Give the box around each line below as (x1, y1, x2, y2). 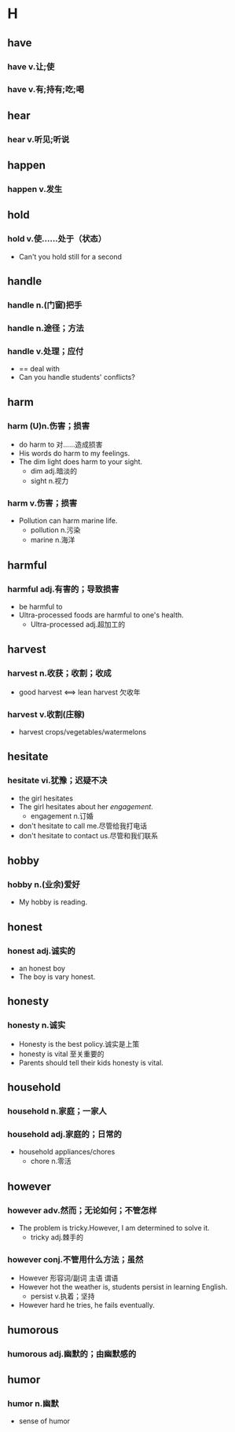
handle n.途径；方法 (7, 322, 84, 333)
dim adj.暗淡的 (30, 466, 78, 476)
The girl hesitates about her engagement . (18, 801, 154, 811)
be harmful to (18, 602, 63, 611)
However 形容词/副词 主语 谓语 (18, 1273, 119, 1283)
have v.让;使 (7, 61, 55, 72)
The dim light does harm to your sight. (18, 457, 143, 466)
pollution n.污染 (30, 525, 81, 535)
